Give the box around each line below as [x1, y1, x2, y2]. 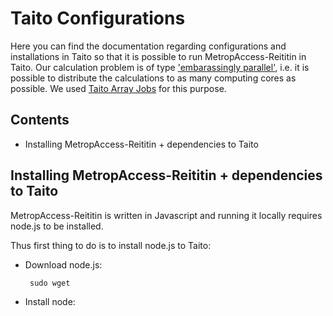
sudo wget [29, 278, 71, 288]
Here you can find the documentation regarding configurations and [10, 40, 287, 52]
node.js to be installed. [10, 220, 104, 232]
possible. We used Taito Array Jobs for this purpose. [10, 82, 227, 94]
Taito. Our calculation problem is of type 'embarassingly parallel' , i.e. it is [10, 61, 310, 73]
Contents [10, 112, 70, 129]
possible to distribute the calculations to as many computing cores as [10, 72, 297, 84]
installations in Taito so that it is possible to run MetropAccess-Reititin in [10, 50, 307, 62]
